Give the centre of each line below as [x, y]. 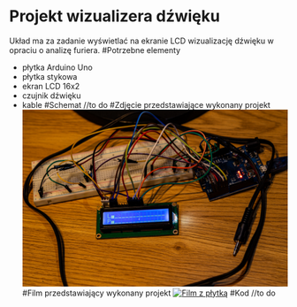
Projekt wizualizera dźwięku [115, 16]
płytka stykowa [49, 76]
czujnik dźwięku [51, 96]
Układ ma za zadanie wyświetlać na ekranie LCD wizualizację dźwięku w [141, 41]
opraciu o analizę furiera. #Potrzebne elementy [95, 50]
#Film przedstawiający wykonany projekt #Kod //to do [148, 293]
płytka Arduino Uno [57, 67]
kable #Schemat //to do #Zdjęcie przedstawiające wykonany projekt [146, 104]
